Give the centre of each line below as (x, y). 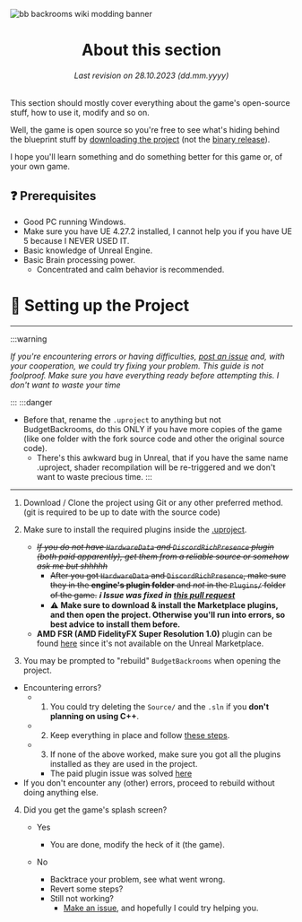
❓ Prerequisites (53, 196)
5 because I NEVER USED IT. (76, 241)
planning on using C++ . (95, 717)
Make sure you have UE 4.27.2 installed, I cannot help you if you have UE (157, 231)
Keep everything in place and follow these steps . (140, 735)
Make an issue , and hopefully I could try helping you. (161, 908)
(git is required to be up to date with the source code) (121, 512)
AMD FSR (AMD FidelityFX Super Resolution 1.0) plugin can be (154, 634)
